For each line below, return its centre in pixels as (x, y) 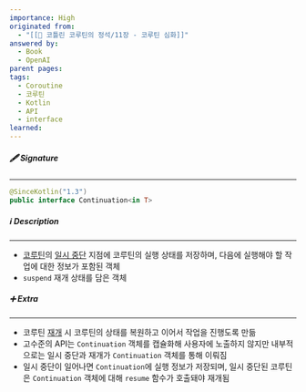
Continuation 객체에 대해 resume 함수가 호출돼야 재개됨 (131, 377)
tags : (20, 77)
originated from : (42, 26)
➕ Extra (24, 299)
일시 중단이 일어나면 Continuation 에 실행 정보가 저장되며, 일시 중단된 (145, 366)
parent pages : (36, 69)
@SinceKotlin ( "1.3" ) (49, 191)
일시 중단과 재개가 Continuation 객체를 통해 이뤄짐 (137, 355)
